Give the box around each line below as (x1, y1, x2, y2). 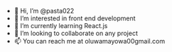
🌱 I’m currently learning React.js (14, 22, 108, 30)
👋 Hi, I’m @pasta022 (14, 7, 75, 15)
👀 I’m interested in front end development (14, 14, 136, 22)
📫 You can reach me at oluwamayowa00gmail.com (14, 37, 166, 45)
